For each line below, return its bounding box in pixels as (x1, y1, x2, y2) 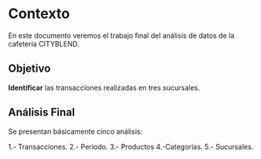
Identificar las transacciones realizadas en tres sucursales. (8, 83, 200, 92)
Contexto (8, 5, 71, 23)
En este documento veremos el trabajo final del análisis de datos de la (8, 31, 235, 40)
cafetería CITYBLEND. (8, 39, 80, 48)
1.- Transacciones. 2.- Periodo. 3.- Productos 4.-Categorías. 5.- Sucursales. (8, 142, 254, 151)
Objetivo (8, 62, 51, 76)
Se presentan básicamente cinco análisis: (8, 127, 143, 136)
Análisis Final (8, 105, 75, 119)
